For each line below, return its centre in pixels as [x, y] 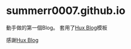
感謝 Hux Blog [22, 40]
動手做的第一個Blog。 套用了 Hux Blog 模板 [57, 27]
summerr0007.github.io [66, 11]
